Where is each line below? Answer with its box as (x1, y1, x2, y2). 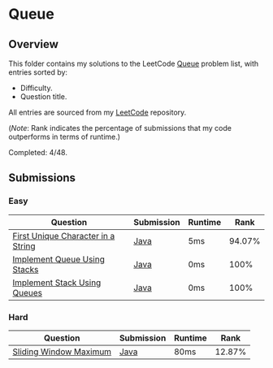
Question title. (19, 92, 67, 102)
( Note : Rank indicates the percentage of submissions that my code (8, 123, 232, 132)
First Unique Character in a (12, 230, 115, 241)
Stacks (12, 263, 39, 275)
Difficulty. (19, 83, 53, 93)
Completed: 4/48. (8, 148, 67, 157)
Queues (12, 287, 43, 298)
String (12, 240, 36, 252)
